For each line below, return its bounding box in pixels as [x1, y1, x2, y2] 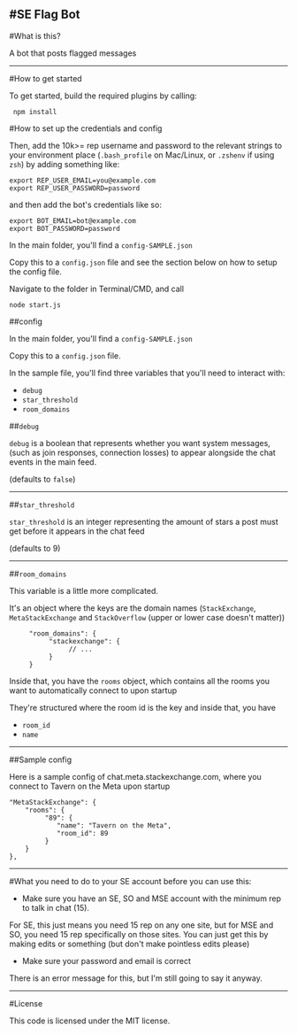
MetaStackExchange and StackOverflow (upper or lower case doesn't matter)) [9, 612, 286, 622]
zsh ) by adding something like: [9, 158, 120, 169]
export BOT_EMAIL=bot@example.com [9, 216, 137, 225]
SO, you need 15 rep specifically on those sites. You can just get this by [9, 929, 269, 939]
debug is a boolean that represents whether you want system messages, [9, 437, 271, 448]
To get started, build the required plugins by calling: [9, 90, 197, 101]
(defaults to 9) [9, 543, 61, 553]
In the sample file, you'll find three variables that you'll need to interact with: [9, 367, 286, 378]
